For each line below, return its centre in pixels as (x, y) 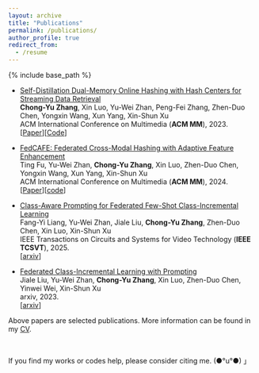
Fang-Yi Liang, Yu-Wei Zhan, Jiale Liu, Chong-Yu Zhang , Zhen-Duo (129, 222)
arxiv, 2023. (39, 297)
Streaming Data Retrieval (60, 99)
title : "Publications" (46, 23)
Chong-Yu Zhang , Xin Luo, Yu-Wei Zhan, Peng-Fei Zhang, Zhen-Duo (132, 107)
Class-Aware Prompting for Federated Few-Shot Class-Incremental (129, 206)
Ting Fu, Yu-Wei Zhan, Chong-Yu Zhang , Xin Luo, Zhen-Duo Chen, (129, 165)
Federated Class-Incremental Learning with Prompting (108, 271)
